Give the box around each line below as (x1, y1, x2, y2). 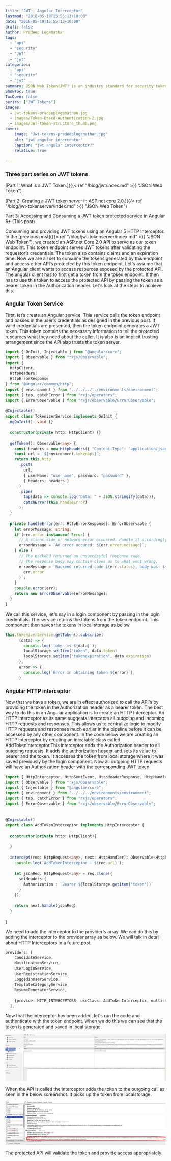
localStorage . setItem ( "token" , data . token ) (23, 648, 117, 654)
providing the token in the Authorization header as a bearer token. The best (5, 704, 163, 710)
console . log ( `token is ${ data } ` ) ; (23, 643, 97, 648)
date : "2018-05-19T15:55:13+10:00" (5, 19, 81, 24)
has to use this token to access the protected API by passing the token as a (5, 277, 163, 283)
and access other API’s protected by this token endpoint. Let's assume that (5, 260, 163, 267)
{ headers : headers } (23, 478, 70, 483)
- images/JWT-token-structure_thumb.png (10, 121, 97, 126)
